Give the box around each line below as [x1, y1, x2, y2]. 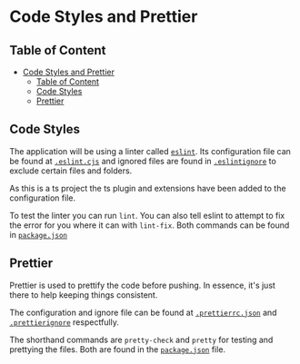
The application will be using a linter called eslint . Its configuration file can [9, 145, 291, 156]
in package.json [9, 229, 68, 240]
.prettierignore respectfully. [9, 316, 120, 328]
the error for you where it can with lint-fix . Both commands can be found [9, 220, 290, 231]
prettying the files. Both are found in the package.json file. [9, 343, 225, 355]
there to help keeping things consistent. [9, 289, 158, 300]
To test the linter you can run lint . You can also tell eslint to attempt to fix [9, 210, 285, 221]
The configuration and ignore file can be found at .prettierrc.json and [9, 307, 277, 318]
